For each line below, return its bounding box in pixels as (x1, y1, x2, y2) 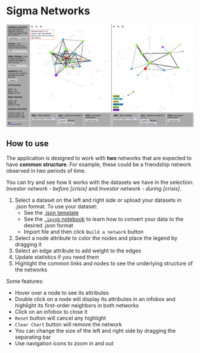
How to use (6, 139, 49, 149)
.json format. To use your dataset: (14, 202, 98, 210)
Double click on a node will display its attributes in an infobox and (14, 295, 176, 302)
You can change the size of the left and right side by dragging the (14, 327, 176, 334)
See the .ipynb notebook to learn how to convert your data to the (23, 215, 183, 223)
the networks (14, 266, 48, 273)
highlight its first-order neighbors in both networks (14, 302, 139, 309)
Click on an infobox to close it (14, 308, 88, 315)
